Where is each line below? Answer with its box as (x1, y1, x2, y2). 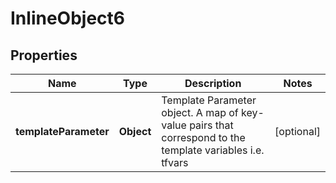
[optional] (274, 125, 321, 138)
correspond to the (161, 131, 246, 144)
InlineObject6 (10, 7, 125, 30)
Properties (10, 47, 78, 64)
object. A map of (161, 106, 239, 119)
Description (184, 77, 242, 90)
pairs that (189, 118, 234, 132)
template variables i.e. (161, 143, 265, 157)
